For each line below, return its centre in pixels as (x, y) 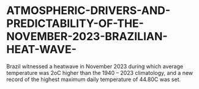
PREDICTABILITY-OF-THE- (75, 23)
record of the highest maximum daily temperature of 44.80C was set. (94, 79)
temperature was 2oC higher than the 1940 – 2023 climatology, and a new (100, 73)
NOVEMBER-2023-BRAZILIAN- (87, 37)
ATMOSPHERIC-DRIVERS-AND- (88, 11)
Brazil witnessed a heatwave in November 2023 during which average (95, 66)
